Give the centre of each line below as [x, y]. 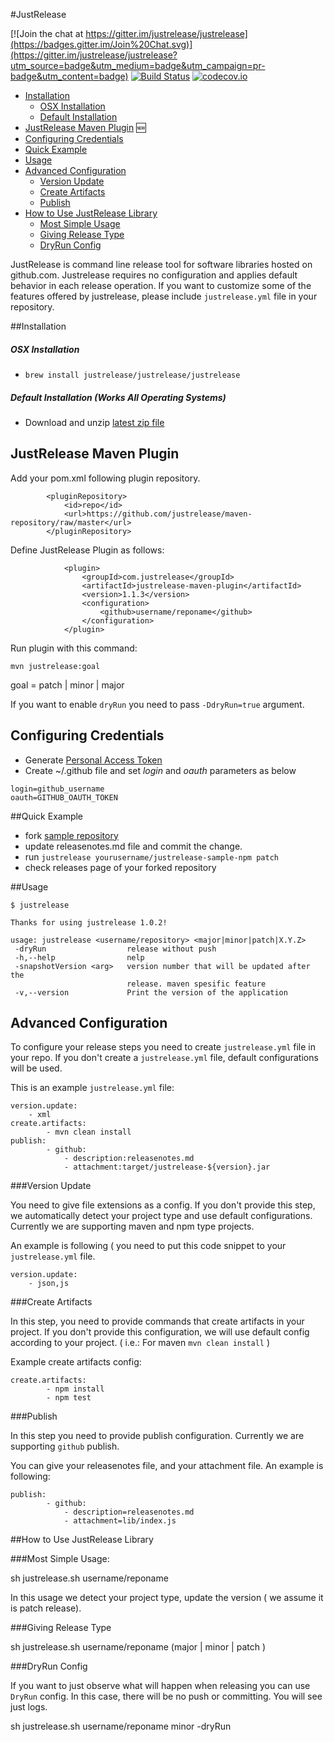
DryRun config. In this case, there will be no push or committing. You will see [166, 1696]
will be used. [36, 1068]
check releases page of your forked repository [120, 867]
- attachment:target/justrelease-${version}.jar [167, 1167]
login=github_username [57, 789]
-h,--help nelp [79, 957]
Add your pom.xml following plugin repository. [105, 478]
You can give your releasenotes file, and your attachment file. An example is [167, 1466]
